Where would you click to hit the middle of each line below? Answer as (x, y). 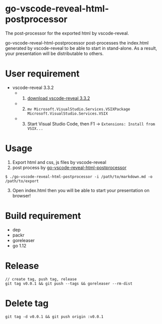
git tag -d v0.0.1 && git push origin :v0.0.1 (54, 316)
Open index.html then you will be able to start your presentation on (81, 190)
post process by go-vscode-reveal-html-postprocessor (69, 167)
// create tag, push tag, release (41, 279)
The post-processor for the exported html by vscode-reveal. (67, 33)
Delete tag (27, 303)
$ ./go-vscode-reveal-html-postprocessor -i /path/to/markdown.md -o (79, 176)
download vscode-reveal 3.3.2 (59, 98)
